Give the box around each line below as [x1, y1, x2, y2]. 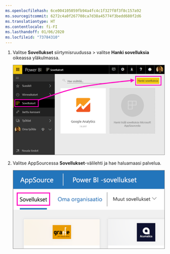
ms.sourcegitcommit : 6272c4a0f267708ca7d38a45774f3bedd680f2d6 [5, 13, 142, 19]
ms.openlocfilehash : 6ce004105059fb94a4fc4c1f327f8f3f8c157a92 [5, 8, 142, 13]
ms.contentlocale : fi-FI [5, 24, 58, 29]
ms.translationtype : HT [5, 19, 56, 24]
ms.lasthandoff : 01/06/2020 [5, 29, 65, 35]
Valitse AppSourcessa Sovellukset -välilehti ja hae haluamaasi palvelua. [12, 160, 162, 166]
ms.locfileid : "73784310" [5, 35, 60, 40]
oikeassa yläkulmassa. [12, 55, 60, 61]
